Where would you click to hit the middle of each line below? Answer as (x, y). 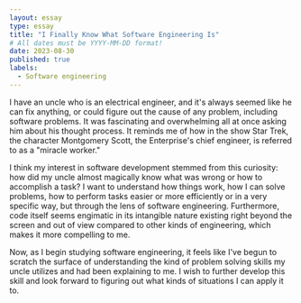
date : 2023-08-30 (42, 51)
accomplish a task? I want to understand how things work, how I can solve (147, 187)
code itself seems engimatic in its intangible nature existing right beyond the (151, 215)
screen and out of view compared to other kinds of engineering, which (140, 225)
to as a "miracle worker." (55, 150)
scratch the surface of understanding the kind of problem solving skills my (147, 262)
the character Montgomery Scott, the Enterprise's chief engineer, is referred (151, 140)
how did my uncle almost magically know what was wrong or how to (136, 177)
